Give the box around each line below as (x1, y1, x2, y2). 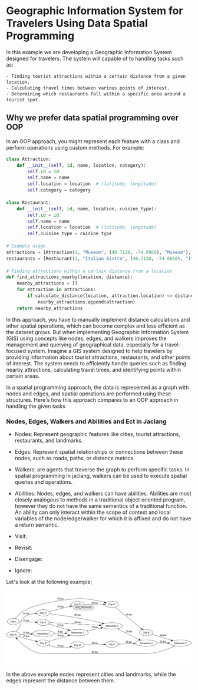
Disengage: (14, 555, 43, 562)
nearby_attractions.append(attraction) (37, 299, 136, 305)
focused (6, 347, 27, 354)
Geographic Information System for (6, 4, 183, 18)
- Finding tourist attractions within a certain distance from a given (6, 73, 186, 79)
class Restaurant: (6, 199, 51, 206)
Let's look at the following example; (6, 578, 93, 585)
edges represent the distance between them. (6, 677, 115, 684)
